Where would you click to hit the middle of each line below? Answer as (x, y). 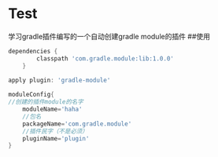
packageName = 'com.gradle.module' (77, 124)
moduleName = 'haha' (52, 110)
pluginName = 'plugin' (56, 138)
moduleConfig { (31, 95)
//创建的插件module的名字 (46, 102)
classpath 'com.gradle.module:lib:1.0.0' (105, 58)
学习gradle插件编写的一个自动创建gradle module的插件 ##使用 (109, 36)
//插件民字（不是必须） (55, 131)
